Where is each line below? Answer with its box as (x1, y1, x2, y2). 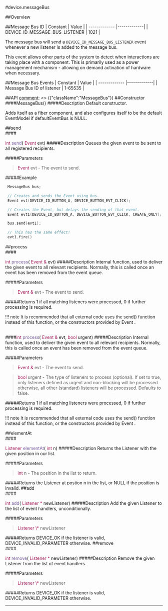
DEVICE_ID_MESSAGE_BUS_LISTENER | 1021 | (5, 29, 100, 35)
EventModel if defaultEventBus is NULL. (5, 115, 87, 121)
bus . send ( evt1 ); (7, 221, 41, 226)
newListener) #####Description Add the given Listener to (43, 500, 162, 506)
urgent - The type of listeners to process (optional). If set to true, (27, 374, 161, 380)
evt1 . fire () (7, 235, 32, 240)
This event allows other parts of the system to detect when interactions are (5, 54, 160, 60)
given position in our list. (5, 451, 56, 457)
